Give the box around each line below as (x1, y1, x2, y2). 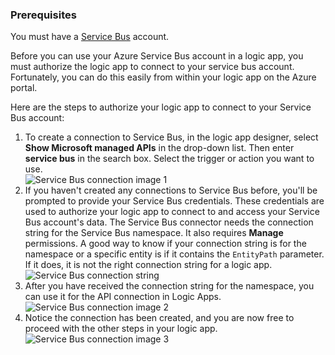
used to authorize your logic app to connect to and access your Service (24, 206, 320, 218)
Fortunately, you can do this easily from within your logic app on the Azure (10, 71, 317, 83)
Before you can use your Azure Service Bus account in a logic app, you (10, 50, 304, 62)
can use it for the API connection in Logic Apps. (24, 291, 222, 303)
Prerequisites (10, 8, 77, 22)
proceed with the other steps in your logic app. (24, 323, 218, 335)
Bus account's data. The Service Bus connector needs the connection (24, 216, 314, 228)
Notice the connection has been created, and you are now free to (24, 312, 295, 324)
